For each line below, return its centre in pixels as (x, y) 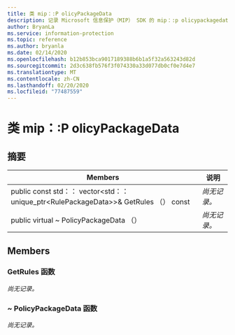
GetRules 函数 (31, 272)
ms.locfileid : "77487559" (45, 92)
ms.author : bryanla (36, 46)
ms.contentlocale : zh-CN (43, 79)
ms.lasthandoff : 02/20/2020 (48, 85)
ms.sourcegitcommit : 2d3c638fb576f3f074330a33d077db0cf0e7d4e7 (101, 66)
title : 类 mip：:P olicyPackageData (59, 14)
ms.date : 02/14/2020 (37, 53)
